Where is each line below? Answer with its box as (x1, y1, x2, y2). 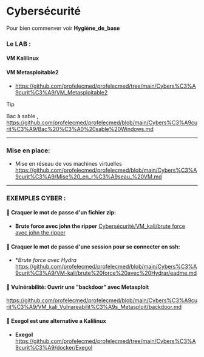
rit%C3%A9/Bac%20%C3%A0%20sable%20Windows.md (6, 125, 154, 132)
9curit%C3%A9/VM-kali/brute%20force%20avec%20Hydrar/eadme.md (15, 269, 197, 277)
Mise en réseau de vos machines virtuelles (15, 160, 123, 167)
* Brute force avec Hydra (15, 256, 77, 264)
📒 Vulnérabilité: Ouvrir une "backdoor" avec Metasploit (6, 283, 149, 291)
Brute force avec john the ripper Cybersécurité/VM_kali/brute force (15, 222, 186, 230)
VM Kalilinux (6, 55, 39, 62)
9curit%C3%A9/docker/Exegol (15, 344, 93, 351)
